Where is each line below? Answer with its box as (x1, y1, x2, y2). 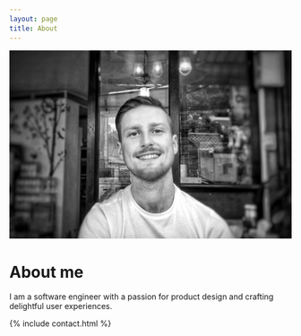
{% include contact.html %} (9, 318, 112, 329)
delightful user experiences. (9, 301, 113, 312)
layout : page (9, 14, 58, 23)
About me (9, 262, 84, 282)
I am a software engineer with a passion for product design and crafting (9, 291, 274, 302)
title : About (9, 23, 58, 33)
